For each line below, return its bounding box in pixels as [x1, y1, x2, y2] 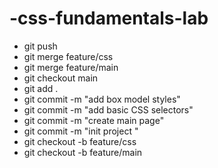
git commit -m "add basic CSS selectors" [23, 103, 194, 116]
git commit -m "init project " [23, 125, 139, 137]
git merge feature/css [23, 50, 114, 62]
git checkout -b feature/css [23, 135, 137, 147]
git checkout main [23, 72, 99, 84]
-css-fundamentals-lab [9, 7, 209, 30]
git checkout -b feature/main [23, 146, 143, 158]
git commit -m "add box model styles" [23, 93, 181, 105]
